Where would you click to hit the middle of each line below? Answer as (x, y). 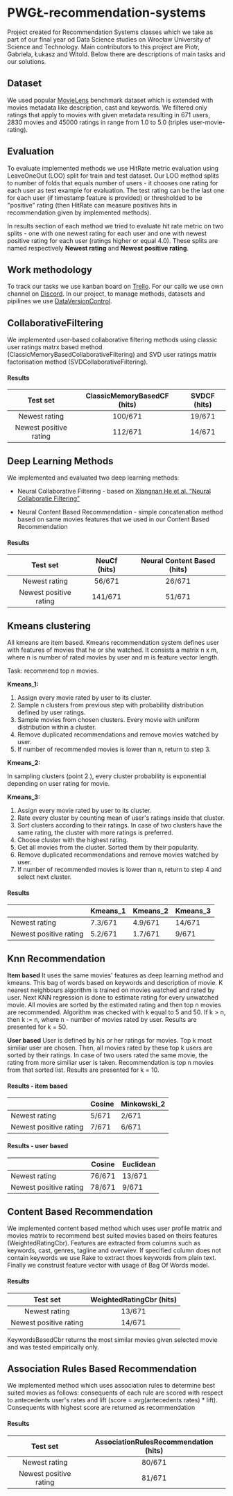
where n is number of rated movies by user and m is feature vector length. (113, 657)
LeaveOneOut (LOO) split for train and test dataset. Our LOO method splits (113, 176)
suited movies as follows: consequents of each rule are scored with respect (115, 1393)
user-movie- (207, 122)
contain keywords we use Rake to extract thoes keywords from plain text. (112, 1258)
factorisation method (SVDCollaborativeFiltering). (78, 362)
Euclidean (139, 1164)
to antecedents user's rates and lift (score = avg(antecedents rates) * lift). (112, 1400)
